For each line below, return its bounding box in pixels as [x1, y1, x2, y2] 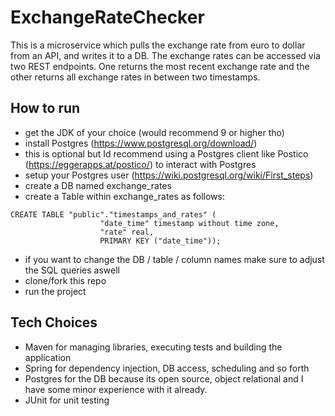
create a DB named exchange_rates [24, 179, 172, 191]
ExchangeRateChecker [10, 6, 205, 29]
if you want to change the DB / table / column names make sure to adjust [24, 253, 325, 265]
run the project [24, 285, 87, 297]
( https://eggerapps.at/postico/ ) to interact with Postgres [24, 158, 257, 170]
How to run [10, 100, 81, 117]
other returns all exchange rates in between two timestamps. [10, 71, 261, 83]
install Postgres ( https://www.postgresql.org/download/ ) [24, 137, 258, 149]
